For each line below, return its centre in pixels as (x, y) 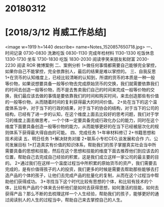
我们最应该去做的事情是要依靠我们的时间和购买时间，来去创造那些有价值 (86, 96)
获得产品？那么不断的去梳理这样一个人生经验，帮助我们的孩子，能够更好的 (80, 194)
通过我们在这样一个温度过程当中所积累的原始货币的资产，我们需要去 (89, 163)
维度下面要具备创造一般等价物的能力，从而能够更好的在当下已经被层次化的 (80, 126)
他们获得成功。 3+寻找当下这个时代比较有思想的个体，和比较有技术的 (79, 182)
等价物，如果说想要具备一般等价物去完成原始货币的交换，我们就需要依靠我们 (82, 84)
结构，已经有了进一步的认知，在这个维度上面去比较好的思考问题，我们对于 (80, 114)
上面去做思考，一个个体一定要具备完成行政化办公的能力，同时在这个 (90, 120)
